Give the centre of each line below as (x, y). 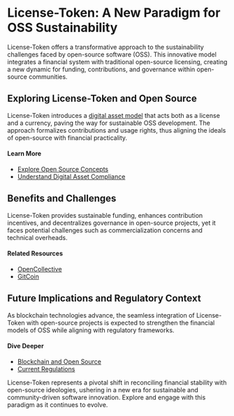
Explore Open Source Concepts (63, 169)
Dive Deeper (25, 346)
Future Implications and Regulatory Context (104, 298)
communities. (48, 76)
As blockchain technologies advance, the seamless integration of (101, 315)
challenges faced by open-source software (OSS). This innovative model (112, 54)
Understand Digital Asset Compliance (71, 177)
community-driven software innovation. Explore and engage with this (107, 397)
